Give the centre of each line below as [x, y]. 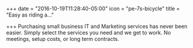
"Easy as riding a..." [30, 15]
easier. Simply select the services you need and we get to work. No [88, 33]
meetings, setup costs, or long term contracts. [63, 39]
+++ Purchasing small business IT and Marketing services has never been [97, 26]
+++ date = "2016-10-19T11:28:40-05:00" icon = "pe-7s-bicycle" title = [93, 9]
